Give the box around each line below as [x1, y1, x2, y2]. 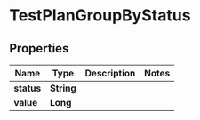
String [49, 82, 77, 94]
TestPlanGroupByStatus [9, 5, 191, 26]
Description [84, 68, 136, 79]
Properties [9, 41, 69, 56]
